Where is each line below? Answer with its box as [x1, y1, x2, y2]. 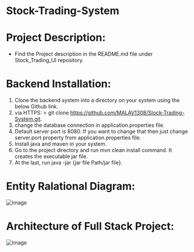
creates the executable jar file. [14, 153, 88, 160]
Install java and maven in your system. [14, 140, 107, 147]
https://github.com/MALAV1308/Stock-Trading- [70, 109, 185, 116]
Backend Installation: [6, 78, 111, 90]
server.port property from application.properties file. [14, 134, 141, 142]
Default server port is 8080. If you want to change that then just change [14, 128, 188, 135]
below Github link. [14, 103, 59, 110]
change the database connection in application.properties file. [14, 122, 165, 129]
